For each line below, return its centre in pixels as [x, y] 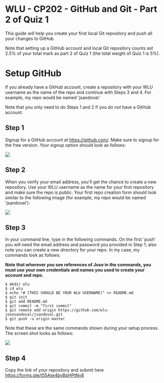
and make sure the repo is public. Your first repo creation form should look [81, 192]
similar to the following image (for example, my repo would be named [76, 197]
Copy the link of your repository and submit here [55, 370]
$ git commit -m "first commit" [38, 306]
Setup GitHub [33, 73]
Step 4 [16, 358]
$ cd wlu [14, 289]
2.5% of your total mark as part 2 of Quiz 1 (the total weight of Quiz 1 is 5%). [82, 53]
